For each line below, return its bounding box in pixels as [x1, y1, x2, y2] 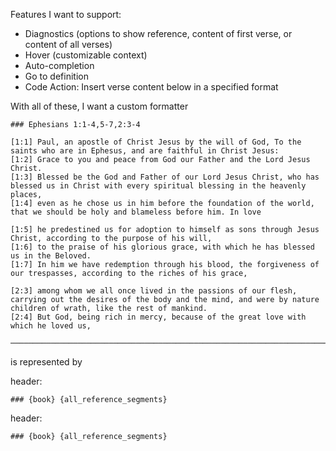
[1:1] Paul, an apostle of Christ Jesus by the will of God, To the [10, 137, 302, 147]
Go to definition [24, 70, 89, 82]
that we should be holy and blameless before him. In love [10, 207, 262, 217]
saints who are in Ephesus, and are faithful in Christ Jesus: [10, 146, 280, 156]
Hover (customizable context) [24, 49, 148, 61]
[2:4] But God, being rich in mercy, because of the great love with [10, 312, 307, 322]
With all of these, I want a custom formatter [10, 100, 189, 112]
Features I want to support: [10, 9, 122, 20]
